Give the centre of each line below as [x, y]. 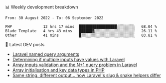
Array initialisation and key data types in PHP [58, 70]
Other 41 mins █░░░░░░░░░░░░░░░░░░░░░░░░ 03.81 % [81, 35]
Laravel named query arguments [46, 54]
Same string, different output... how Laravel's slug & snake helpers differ [86, 75]
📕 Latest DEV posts [25, 44]
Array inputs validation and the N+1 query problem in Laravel [75, 65]
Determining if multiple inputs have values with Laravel [69, 59]
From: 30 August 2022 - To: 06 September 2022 [54, 18]
